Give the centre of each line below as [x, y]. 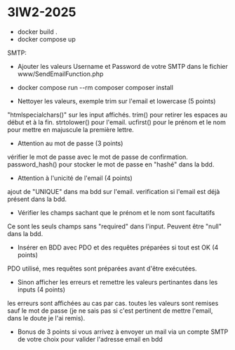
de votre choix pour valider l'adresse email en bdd [90, 339]
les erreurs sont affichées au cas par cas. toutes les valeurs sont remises [113, 303]
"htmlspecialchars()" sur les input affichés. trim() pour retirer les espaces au [117, 115]
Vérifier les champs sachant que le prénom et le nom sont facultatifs [116, 212]
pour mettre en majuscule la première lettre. [71, 129]
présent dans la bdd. [37, 199]
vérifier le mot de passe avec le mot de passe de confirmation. [98, 157]
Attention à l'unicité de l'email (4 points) [75, 178]
